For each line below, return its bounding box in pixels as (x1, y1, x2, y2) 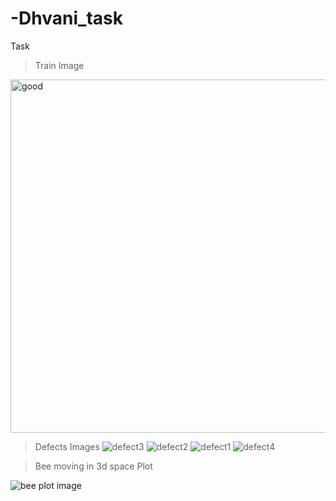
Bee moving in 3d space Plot (34, 460, 153, 472)
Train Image (34, 59, 85, 71)
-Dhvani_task (10, 7, 123, 30)
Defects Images (34, 440, 100, 452)
